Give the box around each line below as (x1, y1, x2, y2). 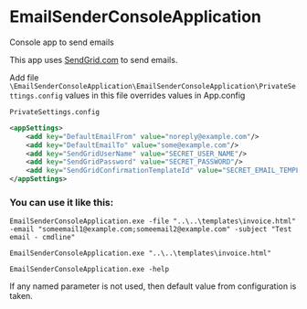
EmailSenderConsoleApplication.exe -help (9, 265, 170, 274)
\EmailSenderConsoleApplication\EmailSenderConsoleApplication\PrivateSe (9, 81, 297, 91)
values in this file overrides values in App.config (65, 90, 246, 101)
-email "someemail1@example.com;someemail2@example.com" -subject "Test (9, 225, 292, 234)
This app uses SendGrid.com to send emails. (9, 54, 178, 65)
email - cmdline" (9, 233, 76, 242)
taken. (9, 291, 34, 302)
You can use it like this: (9, 196, 114, 208)
